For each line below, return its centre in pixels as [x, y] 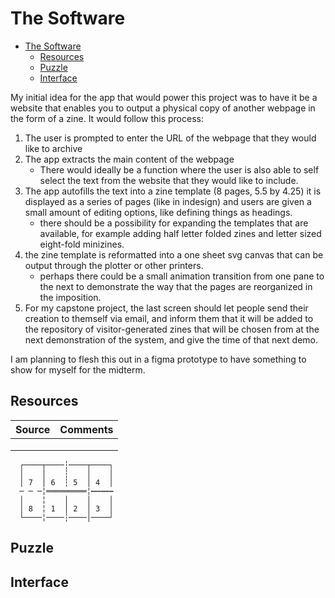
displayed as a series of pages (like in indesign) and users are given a [168, 201]
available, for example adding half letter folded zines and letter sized [180, 233]
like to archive [53, 148]
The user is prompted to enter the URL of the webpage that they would [170, 138]
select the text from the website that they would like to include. [169, 180]
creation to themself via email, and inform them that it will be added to [169, 318]
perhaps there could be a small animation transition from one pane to [182, 276]
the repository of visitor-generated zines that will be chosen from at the [172, 329]
